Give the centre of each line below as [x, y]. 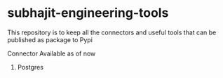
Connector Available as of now [52, 53]
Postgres [31, 67]
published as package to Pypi [50, 39]
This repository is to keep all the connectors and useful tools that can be [112, 32]
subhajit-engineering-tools [88, 13]
